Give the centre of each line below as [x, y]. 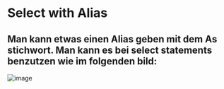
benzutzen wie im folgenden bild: [82, 61]
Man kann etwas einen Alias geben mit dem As [112, 39]
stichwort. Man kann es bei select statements [110, 50]
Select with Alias [58, 13]
